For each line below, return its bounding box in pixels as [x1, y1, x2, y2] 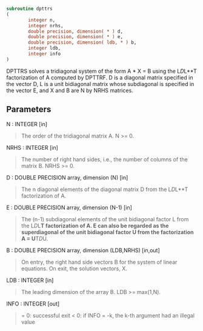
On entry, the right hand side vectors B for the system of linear [21, 258, 178, 266]
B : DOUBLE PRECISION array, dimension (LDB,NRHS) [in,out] [6, 246, 161, 254]
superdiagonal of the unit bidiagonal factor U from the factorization [21, 228, 194, 236]
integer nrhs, [28, 22, 64, 28]
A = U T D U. [21, 235, 48, 242]
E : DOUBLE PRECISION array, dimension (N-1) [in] [6, 204, 132, 211]
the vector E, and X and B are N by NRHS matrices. [6, 87, 133, 94]
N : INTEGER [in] [6, 120, 47, 127]
